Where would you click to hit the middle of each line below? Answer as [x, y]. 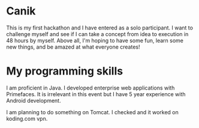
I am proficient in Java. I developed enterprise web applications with [91, 88]
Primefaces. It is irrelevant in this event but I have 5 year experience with [96, 94]
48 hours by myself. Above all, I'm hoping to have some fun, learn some [95, 40]
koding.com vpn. [27, 118]
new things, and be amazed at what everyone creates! [73, 47]
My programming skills [65, 71]
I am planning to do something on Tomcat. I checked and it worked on [92, 112]
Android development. [34, 100]
